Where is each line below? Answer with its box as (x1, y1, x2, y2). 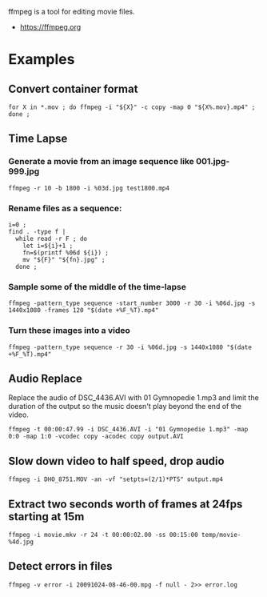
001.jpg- (195, 156, 230, 167)
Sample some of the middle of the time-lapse (8, 281, 186, 292)
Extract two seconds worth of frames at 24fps (8, 497, 243, 511)
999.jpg (8, 166, 40, 177)
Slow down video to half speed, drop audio (8, 454, 225, 467)
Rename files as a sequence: (8, 202, 122, 214)
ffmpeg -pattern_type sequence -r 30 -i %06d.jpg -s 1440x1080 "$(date (8, 343, 252, 351)
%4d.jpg (8, 538, 34, 547)
